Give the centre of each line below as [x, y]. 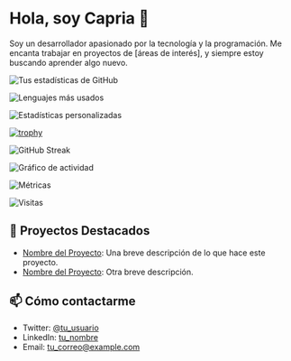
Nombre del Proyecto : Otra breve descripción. [108, 272]
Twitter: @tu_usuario [60, 328]
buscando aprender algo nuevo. [68, 62]
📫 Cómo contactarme [73, 301]
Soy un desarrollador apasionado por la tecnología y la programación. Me [145, 43]
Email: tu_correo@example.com [81, 347]
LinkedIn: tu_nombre [60, 337]
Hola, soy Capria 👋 [79, 19]
